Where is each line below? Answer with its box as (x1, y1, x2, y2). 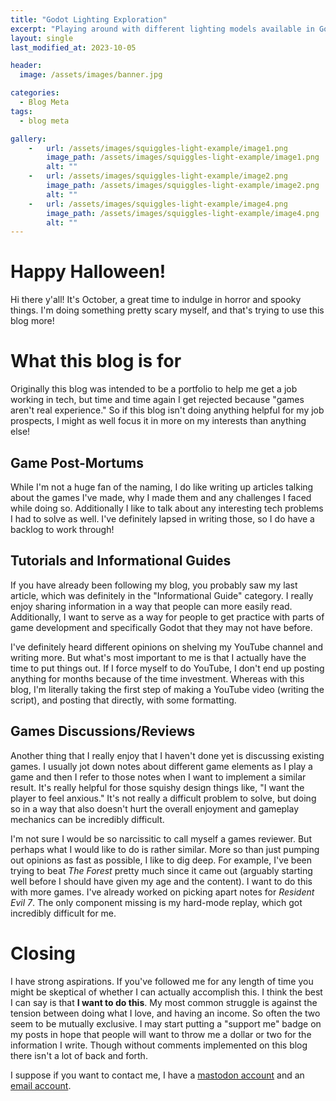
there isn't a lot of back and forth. (10, 1049, 148, 1061)
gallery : (10, 134, 47, 144)
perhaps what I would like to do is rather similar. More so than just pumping (10, 843, 320, 855)
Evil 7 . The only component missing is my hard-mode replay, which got (10, 896, 303, 908)
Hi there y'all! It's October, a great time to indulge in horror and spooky (10, 294, 302, 306)
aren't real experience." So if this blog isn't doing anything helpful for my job (10, 404, 325, 416)
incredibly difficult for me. (10, 907, 117, 919)
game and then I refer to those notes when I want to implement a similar (10, 771, 307, 783)
